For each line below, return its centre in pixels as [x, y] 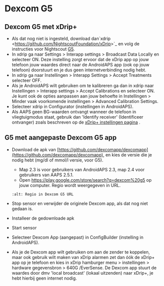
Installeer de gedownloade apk [43, 218]
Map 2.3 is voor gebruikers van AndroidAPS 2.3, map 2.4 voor [82, 169]
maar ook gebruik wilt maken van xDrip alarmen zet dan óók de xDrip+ [83, 257]
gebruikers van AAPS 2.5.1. [46, 175]
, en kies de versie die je [127, 155]
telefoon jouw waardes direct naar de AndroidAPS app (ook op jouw [81, 65]
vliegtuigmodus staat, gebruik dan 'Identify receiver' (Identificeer [77, 117]
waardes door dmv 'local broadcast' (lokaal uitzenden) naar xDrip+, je [82, 273]
